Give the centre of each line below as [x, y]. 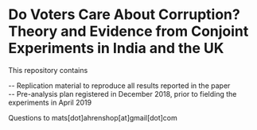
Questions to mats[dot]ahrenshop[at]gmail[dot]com [93, 117]
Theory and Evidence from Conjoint [128, 31]
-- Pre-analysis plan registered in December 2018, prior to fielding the [123, 94]
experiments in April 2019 [50, 102]
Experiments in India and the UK [116, 48]
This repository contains [48, 70]
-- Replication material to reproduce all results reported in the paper [119, 86]
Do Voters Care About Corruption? [124, 15]
